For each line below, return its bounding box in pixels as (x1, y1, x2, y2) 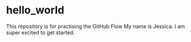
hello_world (6, 3, 65, 17)
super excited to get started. (6, 29, 75, 36)
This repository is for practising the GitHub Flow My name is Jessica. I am (6, 23, 186, 30)
